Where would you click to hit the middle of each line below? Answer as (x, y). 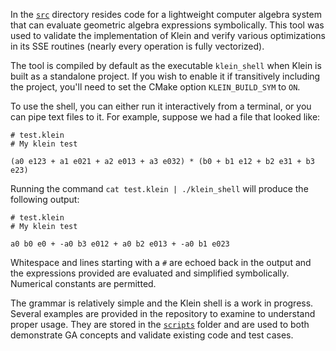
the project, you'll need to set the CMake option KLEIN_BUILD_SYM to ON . (155, 87)
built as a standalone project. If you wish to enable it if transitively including (165, 76)
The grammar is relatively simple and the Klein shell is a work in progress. (162, 303)
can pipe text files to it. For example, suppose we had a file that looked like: (165, 117)
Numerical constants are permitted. (83, 283)
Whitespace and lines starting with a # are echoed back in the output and (161, 262)
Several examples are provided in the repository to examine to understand (163, 313)
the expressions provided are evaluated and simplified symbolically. (150, 273)
